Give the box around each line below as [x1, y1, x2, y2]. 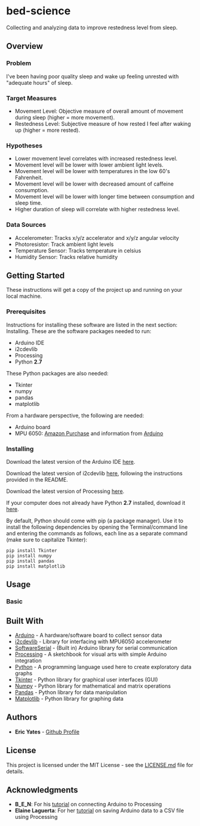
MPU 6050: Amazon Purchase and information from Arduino [14, 430, 164, 437]
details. [6, 768, 24, 775]
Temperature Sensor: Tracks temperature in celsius [14, 246, 141, 254]
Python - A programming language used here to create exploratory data [14, 664, 192, 671]
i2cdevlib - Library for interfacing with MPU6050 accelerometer [14, 638, 172, 645]
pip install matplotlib [6, 563, 66, 569]
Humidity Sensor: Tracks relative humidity [14, 253, 118, 260]
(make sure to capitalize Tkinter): [6, 536, 88, 543]
